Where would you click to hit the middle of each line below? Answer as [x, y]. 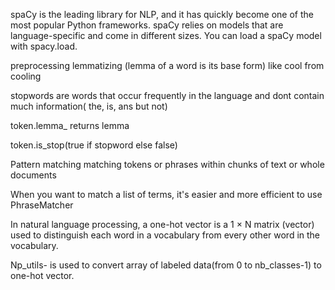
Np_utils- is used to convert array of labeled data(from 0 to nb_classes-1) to [166, 265]
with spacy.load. [44, 46]
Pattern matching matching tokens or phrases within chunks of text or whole [167, 164]
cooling [26, 76]
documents [33, 175]
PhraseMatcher [42, 205]
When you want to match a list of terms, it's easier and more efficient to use [166, 194]
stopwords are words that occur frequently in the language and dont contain [167, 95]
